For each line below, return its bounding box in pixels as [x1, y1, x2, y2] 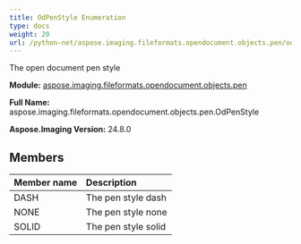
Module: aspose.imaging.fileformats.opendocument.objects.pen [9, 80, 248, 90]
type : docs [9, 21, 50, 30]
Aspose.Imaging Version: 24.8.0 [9, 124, 132, 135]
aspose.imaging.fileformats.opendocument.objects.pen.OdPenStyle [9, 106, 260, 117]
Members [9, 149, 64, 165]
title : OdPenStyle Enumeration [9, 13, 126, 22]
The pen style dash [85, 191, 168, 204]
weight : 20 [9, 29, 50, 38]
